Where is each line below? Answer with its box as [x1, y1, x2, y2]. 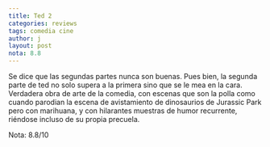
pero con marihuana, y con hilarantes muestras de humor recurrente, [8, 106, 238, 115]
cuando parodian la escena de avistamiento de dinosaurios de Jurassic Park [8, 98, 262, 107]
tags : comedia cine [8, 27, 74, 35]
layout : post [8, 42, 52, 50]
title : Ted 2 [8, 11, 52, 20]
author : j [8, 34, 42, 43]
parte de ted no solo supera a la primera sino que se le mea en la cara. [8, 80, 243, 90]
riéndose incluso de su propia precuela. [8, 115, 140, 124]
